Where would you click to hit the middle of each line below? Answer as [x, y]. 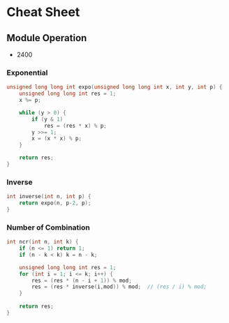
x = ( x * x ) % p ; [57, 139]
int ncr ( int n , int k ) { [43, 242]
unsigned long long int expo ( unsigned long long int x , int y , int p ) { [114, 87]
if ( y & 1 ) [47, 119]
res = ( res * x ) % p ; [75, 126]
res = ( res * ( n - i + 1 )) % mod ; [82, 280]
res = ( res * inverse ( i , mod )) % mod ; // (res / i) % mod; [119, 287]
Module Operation [47, 38]
